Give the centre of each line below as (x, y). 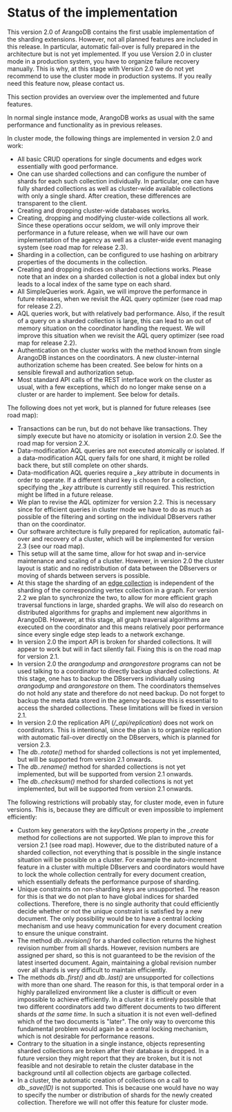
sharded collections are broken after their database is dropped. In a (113, 1050)
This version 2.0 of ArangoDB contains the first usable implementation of (111, 32)
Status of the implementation (93, 13)
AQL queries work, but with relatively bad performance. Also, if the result (121, 313)
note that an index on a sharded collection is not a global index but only (119, 276)
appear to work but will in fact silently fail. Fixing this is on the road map (119, 649)
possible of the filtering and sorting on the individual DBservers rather (116, 516)
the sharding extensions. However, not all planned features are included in (113, 39)
